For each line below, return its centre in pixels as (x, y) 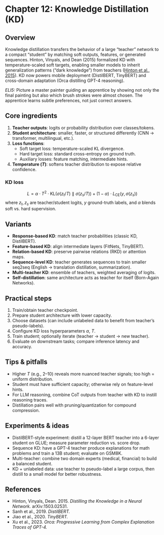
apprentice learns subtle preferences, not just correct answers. (69, 101)
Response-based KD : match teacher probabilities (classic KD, (75, 236)
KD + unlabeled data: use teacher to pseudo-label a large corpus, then (83, 469)
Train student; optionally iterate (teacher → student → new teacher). (81, 336)
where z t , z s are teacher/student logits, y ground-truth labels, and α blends (80, 203)
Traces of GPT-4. (30, 527)
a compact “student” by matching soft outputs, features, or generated (75, 54)
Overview (20, 38)
